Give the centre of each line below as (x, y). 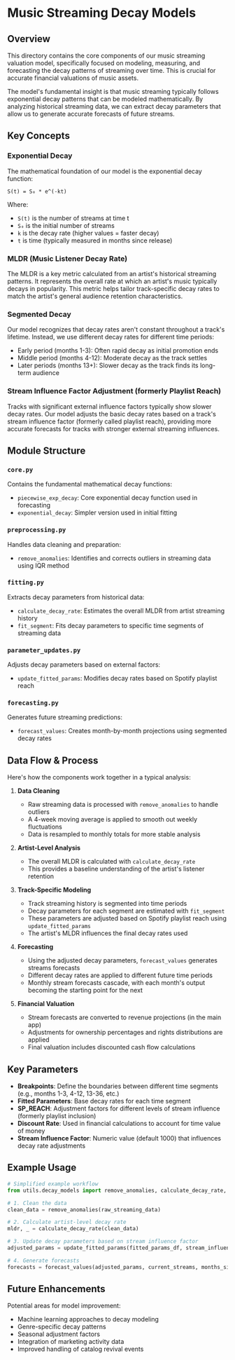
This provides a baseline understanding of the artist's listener (116, 869)
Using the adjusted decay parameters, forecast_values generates (123, 960)
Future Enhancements (57, 1289)
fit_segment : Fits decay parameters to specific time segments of (111, 625)
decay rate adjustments (51, 1146)
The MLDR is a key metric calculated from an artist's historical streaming (112, 273)
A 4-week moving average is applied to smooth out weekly (113, 820)
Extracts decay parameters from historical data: (76, 597)
